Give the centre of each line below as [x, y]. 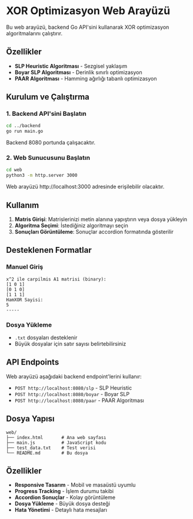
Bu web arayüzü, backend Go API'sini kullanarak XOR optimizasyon [88, 27]
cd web [14, 170]
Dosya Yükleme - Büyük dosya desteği [62, 504]
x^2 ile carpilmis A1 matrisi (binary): [56, 279]
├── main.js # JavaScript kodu [56, 443]
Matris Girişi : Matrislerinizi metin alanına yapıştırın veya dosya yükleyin [101, 219]
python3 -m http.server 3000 [42, 175]
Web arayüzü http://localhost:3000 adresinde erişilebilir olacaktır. [85, 187]
